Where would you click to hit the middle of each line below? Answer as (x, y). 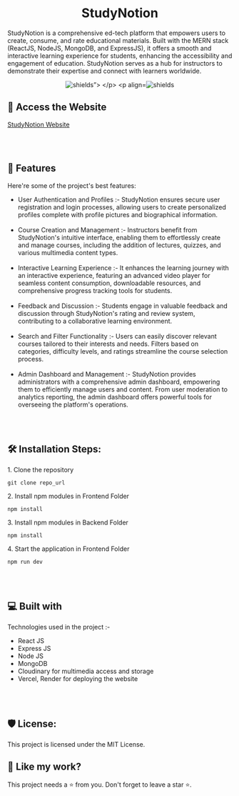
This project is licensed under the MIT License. (76, 744)
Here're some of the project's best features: (72, 185)
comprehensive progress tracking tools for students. (95, 290)
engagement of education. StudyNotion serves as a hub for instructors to (115, 63)
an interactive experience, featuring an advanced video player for (114, 275)
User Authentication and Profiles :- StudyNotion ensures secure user (119, 199)
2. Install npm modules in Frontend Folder (68, 496)
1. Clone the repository (41, 470)
